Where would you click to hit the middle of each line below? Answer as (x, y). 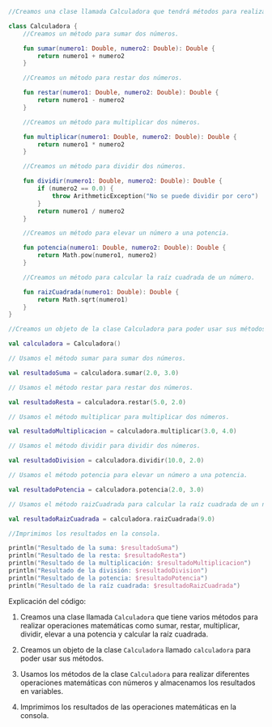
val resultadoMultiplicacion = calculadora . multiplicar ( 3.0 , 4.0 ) (123, 431)
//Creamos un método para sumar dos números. (101, 34)
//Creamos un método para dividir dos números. (104, 167)
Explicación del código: (47, 601)
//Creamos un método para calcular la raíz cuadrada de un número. (139, 277)
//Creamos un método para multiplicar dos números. (112, 122)
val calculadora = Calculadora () (65, 344)
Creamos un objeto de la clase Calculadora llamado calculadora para (135, 649)
